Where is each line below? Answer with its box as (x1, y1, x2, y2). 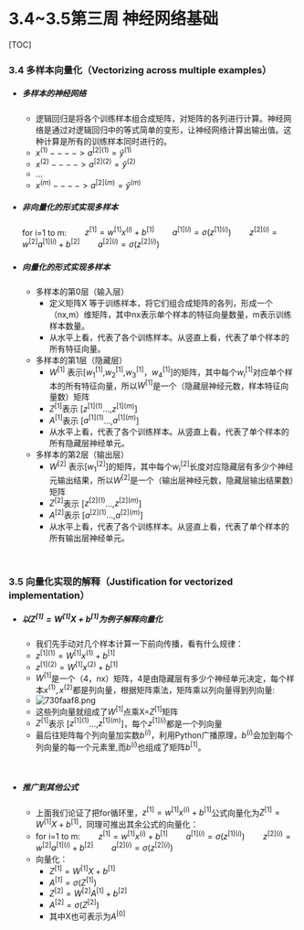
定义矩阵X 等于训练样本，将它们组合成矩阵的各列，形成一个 (48, 298, 273, 309)
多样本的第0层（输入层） (35, 286, 130, 297)
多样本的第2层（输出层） (35, 449, 130, 460)
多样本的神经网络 (21, 88, 87, 99)
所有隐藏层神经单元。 (48, 438, 130, 449)
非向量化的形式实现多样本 (21, 202, 119, 213)
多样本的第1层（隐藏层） (35, 355, 128, 366)
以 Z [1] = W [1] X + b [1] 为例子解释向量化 (21, 612, 163, 625)
